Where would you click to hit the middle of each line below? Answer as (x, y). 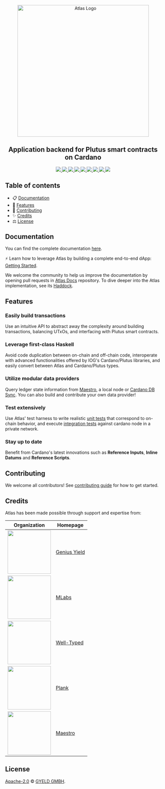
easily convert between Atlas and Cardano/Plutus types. (62, 366)
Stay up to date (24, 441)
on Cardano (83, 157)
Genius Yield (71, 552)
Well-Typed (70, 642)
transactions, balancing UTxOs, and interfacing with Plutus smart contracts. (82, 332)
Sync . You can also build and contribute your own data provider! (70, 395)
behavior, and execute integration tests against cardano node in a (84, 424)
